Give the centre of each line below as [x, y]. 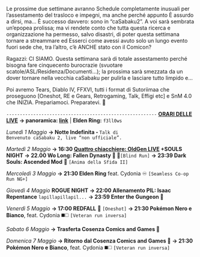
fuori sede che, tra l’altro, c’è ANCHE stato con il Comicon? [79, 47]
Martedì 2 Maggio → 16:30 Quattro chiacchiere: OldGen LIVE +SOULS [94, 149]
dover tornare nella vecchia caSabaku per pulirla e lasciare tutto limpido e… [100, 78]
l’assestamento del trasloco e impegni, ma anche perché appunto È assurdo [100, 15]
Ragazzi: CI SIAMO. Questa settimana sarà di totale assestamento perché [97, 59]
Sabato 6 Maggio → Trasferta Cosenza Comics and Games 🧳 [83, 229]
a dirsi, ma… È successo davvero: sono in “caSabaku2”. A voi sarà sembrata [100, 21]
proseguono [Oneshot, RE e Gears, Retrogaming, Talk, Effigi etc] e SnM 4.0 [99, 96]
